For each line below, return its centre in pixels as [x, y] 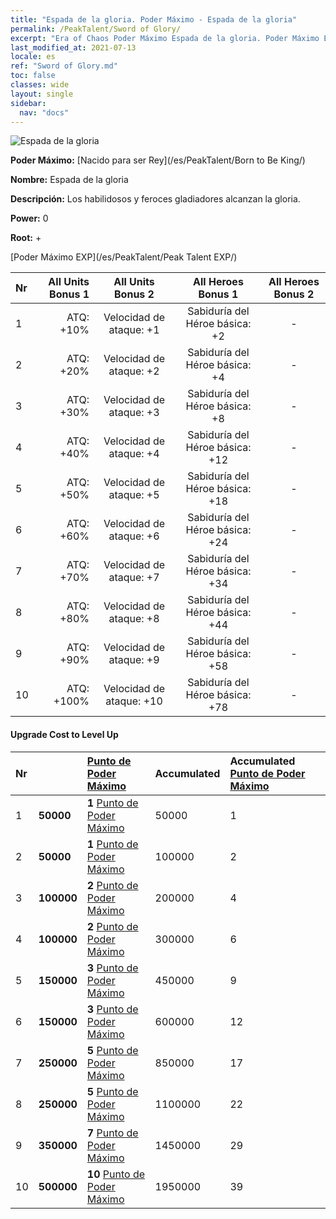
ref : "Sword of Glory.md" [64, 66]
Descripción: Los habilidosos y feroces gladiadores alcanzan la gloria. [155, 199]
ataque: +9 [134, 660]
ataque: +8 [134, 619]
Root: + [26, 238]
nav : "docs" [44, 112]
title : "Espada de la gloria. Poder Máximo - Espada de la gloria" [154, 19]
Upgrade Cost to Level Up [64, 734]
